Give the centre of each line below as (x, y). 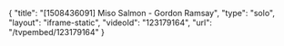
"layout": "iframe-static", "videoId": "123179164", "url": (111, 23)
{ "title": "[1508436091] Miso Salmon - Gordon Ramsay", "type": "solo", (142, 13)
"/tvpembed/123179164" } (57, 32)
